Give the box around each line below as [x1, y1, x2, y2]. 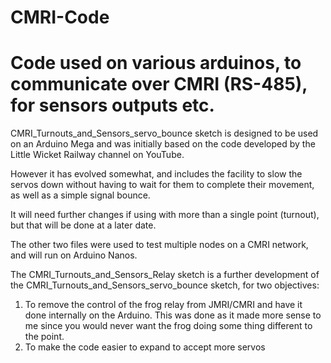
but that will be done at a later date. [10, 219, 157, 231]
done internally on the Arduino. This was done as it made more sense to [24, 309, 322, 321]
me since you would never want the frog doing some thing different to [24, 320, 313, 332]
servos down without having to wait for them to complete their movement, [10, 179, 315, 191]
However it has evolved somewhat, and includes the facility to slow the [10, 168, 303, 180]
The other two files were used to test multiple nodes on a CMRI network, [10, 239, 309, 251]
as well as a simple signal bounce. [10, 189, 151, 201]
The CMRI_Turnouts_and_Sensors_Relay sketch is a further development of [10, 269, 320, 281]
